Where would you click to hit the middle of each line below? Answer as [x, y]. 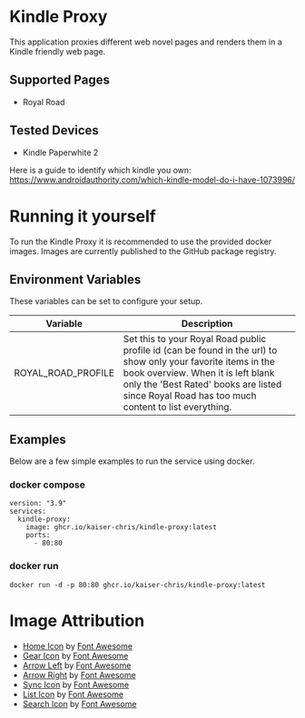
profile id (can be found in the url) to [200, 350]
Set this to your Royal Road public [195, 339]
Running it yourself [83, 216]
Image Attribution [77, 620]
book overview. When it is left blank [199, 373]
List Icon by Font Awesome [73, 694]
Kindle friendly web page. [58, 51]
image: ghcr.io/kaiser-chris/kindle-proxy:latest [122, 527]
